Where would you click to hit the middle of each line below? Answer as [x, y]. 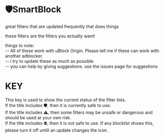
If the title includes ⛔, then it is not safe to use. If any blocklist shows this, [79, 123]
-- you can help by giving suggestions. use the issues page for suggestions [82, 66]
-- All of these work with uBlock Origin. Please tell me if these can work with [82, 51]
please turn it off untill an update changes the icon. [56, 130]
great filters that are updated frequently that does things [62, 26]
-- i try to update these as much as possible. [50, 61]
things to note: [20, 45]
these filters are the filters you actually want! [50, 36]
